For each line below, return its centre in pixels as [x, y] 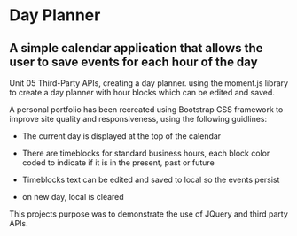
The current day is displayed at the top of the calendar [121, 136]
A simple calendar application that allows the [136, 48]
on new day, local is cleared [73, 197]
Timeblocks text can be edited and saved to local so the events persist [151, 179]
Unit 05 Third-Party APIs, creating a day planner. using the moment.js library [149, 83]
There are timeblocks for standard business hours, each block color [146, 153]
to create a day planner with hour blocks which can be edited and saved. [142, 92]
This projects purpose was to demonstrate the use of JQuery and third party [148, 214]
